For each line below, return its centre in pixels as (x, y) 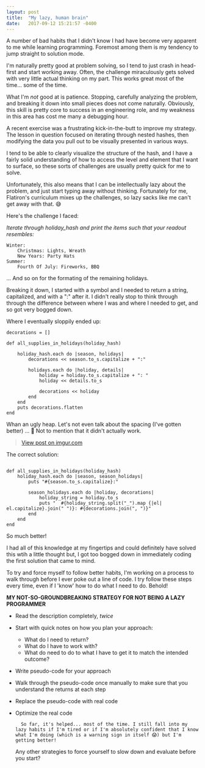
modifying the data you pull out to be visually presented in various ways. (97, 141)
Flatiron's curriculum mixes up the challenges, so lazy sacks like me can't (99, 198)
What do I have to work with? (61, 646)
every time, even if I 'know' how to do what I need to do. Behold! (87, 586)
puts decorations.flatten (50, 408)
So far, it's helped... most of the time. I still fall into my (104, 725)
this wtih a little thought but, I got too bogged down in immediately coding (99, 554)
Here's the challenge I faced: (43, 216)
